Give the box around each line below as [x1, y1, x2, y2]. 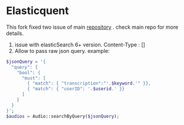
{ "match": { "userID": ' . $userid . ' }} [27, 86, 125, 92]
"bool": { [16, 69, 41, 76]
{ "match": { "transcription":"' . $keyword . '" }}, [27, 80, 151, 86]
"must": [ [21, 75, 46, 81]
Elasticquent [6, 4, 69, 18]
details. [6, 29, 24, 36]
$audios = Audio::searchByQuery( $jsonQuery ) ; [6, 113, 119, 119]
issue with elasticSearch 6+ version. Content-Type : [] [14, 41, 145, 48]
